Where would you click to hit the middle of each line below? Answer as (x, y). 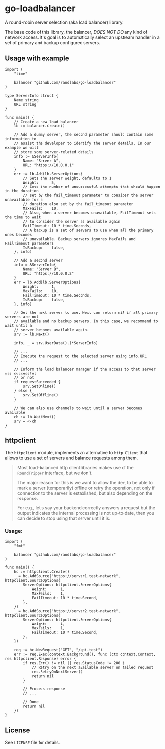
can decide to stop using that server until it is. (63, 518)
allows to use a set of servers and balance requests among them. (72, 458)
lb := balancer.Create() (40, 126)
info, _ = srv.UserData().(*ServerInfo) (56, 343)
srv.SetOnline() (40, 386)
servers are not (22, 317)
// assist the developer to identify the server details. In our (83, 143)
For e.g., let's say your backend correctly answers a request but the (86, 508)
